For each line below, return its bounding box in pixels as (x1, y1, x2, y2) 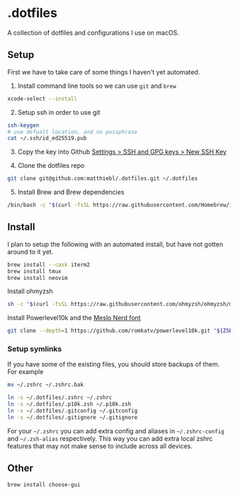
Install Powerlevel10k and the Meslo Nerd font (7, 314, 141, 322)
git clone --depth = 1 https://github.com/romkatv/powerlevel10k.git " (7, 327, 217, 334)
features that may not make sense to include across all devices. (7, 441, 193, 450)
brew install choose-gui (7, 481, 81, 488)
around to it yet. (7, 247, 54, 256)
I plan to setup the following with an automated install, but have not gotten (7, 239, 223, 249)
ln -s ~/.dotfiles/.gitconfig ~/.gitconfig (7, 407, 138, 415)
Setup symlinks (7, 344, 62, 354)
